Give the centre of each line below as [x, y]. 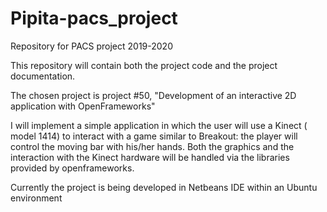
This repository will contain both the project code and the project [144, 65]
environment [36, 198]
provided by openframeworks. [72, 168]
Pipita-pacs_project [94, 18]
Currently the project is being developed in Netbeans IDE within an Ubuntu [164, 187]
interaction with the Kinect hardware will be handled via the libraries [150, 157]
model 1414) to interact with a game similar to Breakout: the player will [154, 136]
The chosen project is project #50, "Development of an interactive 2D [153, 95]
